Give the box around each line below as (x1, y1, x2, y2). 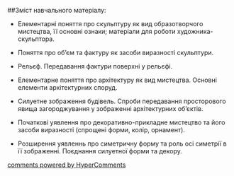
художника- (177, 28, 214, 35)
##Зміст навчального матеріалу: (7, 6, 106, 14)
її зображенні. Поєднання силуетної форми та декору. (17, 147, 182, 155)
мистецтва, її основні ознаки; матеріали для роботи (17, 28, 176, 35)
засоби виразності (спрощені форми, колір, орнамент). (17, 126, 186, 134)
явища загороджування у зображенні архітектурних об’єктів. (17, 105, 204, 112)
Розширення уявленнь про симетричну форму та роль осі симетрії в (17, 139, 227, 148)
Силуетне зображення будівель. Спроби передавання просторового (17, 97, 226, 105)
